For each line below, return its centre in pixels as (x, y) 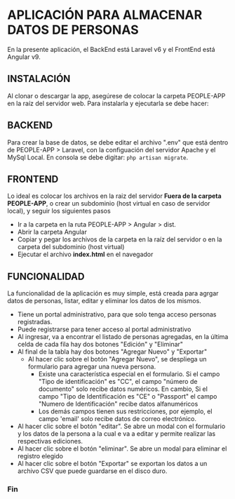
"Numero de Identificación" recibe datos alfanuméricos (118, 404)
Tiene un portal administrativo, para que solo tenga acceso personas (117, 314)
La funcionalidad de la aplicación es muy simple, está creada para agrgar (113, 293)
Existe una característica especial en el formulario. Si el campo (129, 374)
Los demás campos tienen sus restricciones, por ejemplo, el (125, 411)
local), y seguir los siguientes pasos (59, 211)
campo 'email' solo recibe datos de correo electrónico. (117, 419)
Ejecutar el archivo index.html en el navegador (85, 254)
